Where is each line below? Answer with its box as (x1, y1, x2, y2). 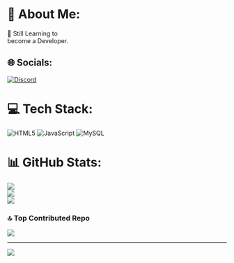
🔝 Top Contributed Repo (7, 213, 91, 223)
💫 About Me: (7, 6, 81, 22)
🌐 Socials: (7, 57, 53, 69)
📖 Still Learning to (7, 29, 58, 38)
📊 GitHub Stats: (7, 154, 102, 170)
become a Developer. (7, 36, 68, 45)
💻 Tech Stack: (7, 101, 93, 117)
